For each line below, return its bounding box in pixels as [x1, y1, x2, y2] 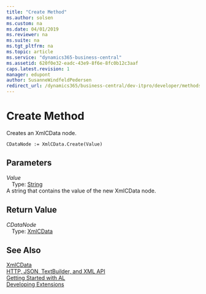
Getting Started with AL [6, 274, 66, 282]
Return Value [6, 205, 57, 215]
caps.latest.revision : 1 [6, 65, 70, 72]
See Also [6, 245, 41, 255]
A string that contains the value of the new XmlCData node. [6, 187, 156, 194]
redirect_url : [6, 83, 43, 89]
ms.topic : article [6, 49, 53, 55]
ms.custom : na [6, 20, 43, 26]
